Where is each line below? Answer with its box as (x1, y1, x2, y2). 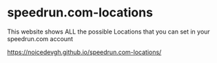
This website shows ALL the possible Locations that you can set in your (7, 27, 210, 36)
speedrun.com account (7, 34, 74, 42)
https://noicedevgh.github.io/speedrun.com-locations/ (7, 48, 162, 56)
